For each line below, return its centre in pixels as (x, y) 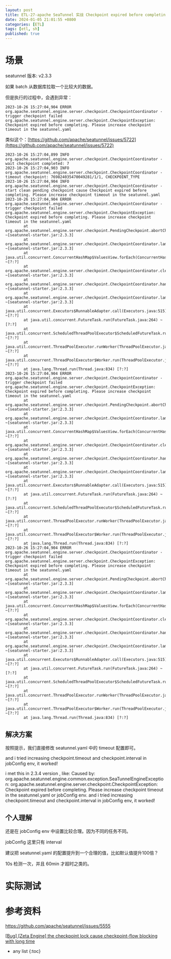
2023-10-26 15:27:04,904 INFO (37, 181)
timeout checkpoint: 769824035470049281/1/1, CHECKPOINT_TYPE (73, 177)
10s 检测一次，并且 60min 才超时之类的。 (49, 864)
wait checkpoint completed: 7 (37, 163)
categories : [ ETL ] (25, 24)
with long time (20, 941)
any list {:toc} (26, 951)
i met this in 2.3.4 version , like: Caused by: (50, 773)
